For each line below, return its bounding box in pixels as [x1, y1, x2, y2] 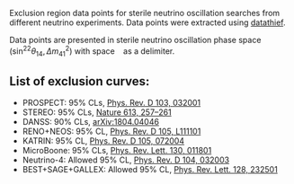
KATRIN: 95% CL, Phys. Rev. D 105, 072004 [22, 136, 185, 146]
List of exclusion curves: [9, 74, 150, 89]
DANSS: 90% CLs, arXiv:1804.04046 [22, 117, 160, 127]
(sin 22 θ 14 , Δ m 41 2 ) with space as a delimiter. [9, 44, 175, 58]
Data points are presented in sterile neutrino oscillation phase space [9, 35, 262, 45]
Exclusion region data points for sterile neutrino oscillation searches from [9, 8, 281, 18]
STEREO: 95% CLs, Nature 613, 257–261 [22, 107, 173, 118]
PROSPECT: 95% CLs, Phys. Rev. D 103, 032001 [22, 98, 201, 109]
